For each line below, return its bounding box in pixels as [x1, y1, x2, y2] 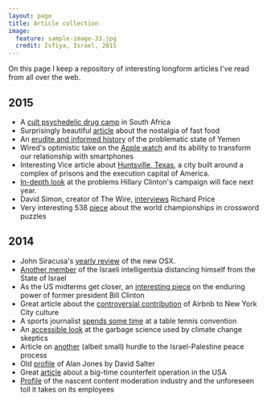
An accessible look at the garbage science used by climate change [19, 324, 243, 334]
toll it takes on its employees [19, 384, 115, 394]
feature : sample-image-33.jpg [15, 34, 117, 43]
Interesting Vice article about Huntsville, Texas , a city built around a [19, 160, 244, 169]
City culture [19, 307, 60, 317]
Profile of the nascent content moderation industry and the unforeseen [19, 375, 255, 385]
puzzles [19, 211, 47, 221]
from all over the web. [8, 73, 81, 82]
